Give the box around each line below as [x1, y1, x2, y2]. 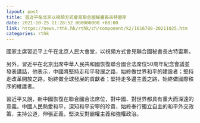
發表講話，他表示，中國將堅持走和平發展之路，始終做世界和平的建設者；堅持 [6, 68, 194, 75]
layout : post [6, 8, 39, 15]
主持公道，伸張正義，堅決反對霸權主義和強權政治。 [16, 111, 142, 118]
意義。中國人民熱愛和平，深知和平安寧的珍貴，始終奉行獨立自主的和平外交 [6, 103, 189, 110]
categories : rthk [6, 31, 49, 37]
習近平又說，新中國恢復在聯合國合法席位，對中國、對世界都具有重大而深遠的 [6, 96, 194, 103]
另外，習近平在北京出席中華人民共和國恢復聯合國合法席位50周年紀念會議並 [6, 61, 190, 68]
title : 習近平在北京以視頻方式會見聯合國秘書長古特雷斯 [6, 14, 127, 20]
